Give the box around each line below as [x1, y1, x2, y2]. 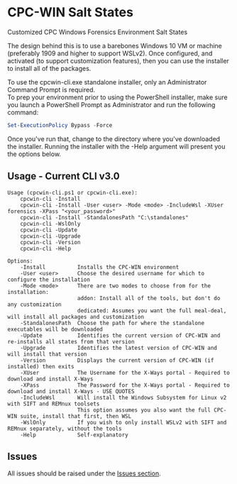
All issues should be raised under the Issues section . [7, 469, 161, 478]
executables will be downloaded [7, 326, 103, 333]
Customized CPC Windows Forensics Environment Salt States [7, 28, 188, 36]
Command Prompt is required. [7, 85, 96, 94]
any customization [7, 301, 62, 308]
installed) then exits [7, 363, 75, 370]
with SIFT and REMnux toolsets [7, 400, 100, 407]
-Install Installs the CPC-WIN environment [20, 263, 180, 270]
